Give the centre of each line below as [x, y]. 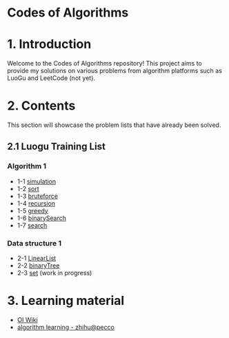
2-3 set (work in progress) [54, 273]
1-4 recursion [36, 203]
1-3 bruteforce [38, 196]
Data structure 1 [34, 243]
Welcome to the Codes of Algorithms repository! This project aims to [104, 63]
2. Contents [41, 106]
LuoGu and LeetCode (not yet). [51, 78]
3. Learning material [66, 301]
